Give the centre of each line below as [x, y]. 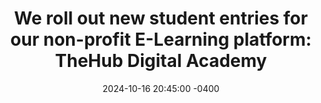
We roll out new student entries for [161, 18]
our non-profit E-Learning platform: [161, 39]
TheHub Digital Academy [161, 61]
